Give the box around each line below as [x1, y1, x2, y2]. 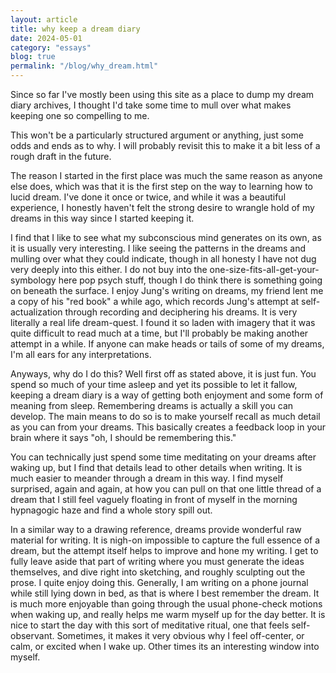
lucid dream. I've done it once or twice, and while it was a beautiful [10, 191, 287, 203]
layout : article [10, 14, 78, 25]
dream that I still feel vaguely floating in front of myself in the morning [10, 494, 298, 505]
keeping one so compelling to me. [10, 110, 150, 121]
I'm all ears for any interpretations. [10, 349, 152, 360]
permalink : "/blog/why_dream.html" [10, 61, 159, 71]
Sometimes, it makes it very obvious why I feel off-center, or [56, 630, 305, 641]
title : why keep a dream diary [10, 24, 141, 34]
